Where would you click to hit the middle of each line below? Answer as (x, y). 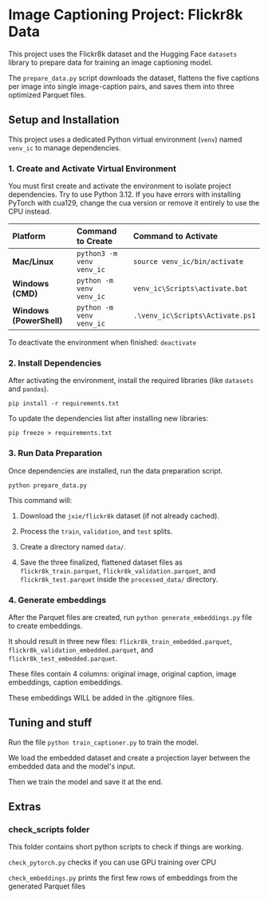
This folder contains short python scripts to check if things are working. (126, 847)
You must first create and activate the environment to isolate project (120, 186)
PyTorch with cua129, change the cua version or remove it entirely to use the (134, 203)
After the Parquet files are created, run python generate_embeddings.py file (130, 617)
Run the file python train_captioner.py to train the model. (104, 742)
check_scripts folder (49, 829)
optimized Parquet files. (47, 94)
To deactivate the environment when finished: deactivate (102, 342)
